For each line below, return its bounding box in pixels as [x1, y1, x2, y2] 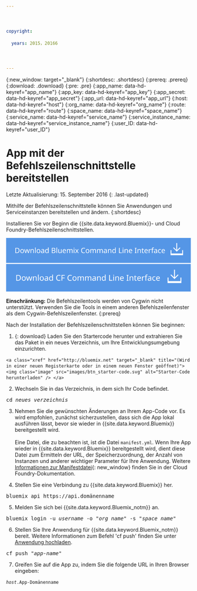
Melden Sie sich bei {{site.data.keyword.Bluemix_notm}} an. [14, 503, 159, 511]
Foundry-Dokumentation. [14, 470, 76, 477]
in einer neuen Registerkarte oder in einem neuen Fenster [6, 363, 154, 369]
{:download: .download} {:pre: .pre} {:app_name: [6, 82, 124, 89]
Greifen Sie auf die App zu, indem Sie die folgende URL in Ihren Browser [14, 561, 189, 568]
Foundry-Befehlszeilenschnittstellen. [6, 226, 95, 233]
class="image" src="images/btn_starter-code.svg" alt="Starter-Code [19, 369, 191, 375]
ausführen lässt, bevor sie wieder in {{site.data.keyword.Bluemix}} [14, 420, 175, 427]
